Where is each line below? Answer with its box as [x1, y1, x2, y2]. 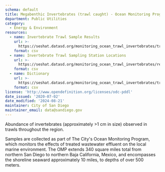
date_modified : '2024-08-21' [5, 99, 65, 104]
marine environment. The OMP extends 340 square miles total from [5, 146, 141, 152]
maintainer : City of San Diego [5, 103, 69, 108]
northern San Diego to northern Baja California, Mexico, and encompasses [5, 151, 156, 157]
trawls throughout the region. [5, 126, 64, 132]
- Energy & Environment [9, 26, 58, 30]
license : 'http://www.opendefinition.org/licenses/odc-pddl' [5, 89, 133, 94]
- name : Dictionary [9, 71, 50, 76]
